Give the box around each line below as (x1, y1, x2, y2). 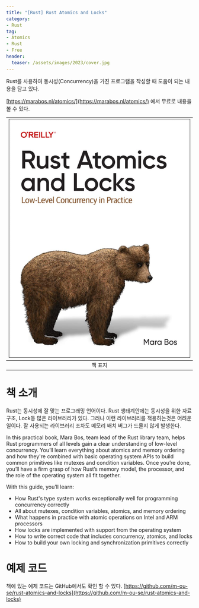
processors (14, 520, 43, 527)
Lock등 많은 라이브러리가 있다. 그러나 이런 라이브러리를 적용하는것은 (18, 414, 176, 421)
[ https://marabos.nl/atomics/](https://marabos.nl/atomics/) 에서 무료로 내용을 (6, 97, 192, 105)
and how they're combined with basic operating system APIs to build (6, 452, 174, 460)
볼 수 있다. (6, 105, 30, 112)
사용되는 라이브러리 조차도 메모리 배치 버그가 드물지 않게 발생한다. (29, 422, 182, 429)
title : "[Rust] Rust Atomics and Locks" (6, 10, 108, 15)
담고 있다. (17, 85, 40, 92)
